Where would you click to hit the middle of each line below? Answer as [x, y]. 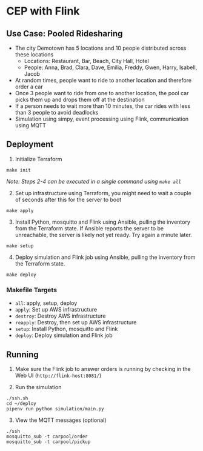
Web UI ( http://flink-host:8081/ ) [58, 375]
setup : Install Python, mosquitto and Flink [66, 329]
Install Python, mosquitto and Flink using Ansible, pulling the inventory [103, 222]
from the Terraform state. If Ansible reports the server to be [89, 228]
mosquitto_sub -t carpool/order [47, 436]
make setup [20, 246]
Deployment [30, 145]
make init [19, 170]
